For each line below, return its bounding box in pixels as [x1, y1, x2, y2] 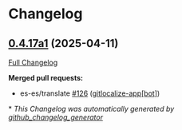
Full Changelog [8, 57, 58, 67]
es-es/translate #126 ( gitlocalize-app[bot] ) [19, 89, 160, 98]
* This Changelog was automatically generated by [8, 104, 175, 113]
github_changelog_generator [8, 112, 104, 122]
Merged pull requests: [8, 73, 84, 82]
